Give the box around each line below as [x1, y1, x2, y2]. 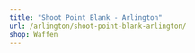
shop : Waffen [9, 30, 58, 39]
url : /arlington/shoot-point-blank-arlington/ [9, 22, 187, 31]
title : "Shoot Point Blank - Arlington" [9, 13, 164, 22]
